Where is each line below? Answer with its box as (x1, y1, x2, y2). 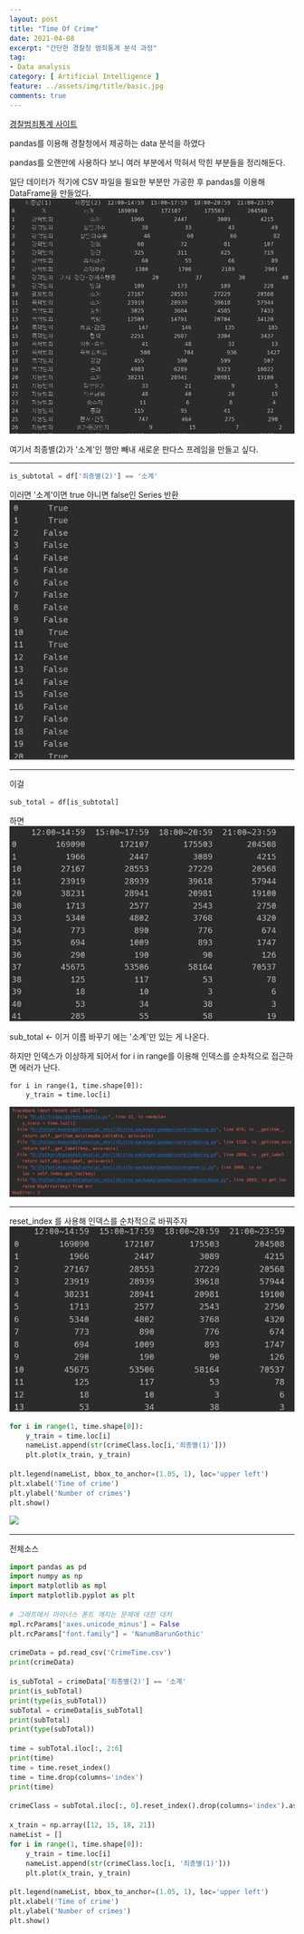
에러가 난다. (18, 1062, 61, 1073)
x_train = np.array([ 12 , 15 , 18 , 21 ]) (9, 1821, 156, 1830)
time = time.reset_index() (9, 1763, 111, 1773)
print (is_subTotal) (9, 1686, 83, 1695)
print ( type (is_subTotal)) (9, 1696, 107, 1705)
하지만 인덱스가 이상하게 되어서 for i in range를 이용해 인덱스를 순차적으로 (9, 1050, 270, 1061)
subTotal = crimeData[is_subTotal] (9, 1705, 144, 1714)
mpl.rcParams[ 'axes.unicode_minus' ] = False (9, 1619, 180, 1628)
